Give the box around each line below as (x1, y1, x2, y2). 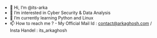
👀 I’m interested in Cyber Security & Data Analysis (9, 10, 111, 16)
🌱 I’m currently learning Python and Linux (9, 15, 94, 20)
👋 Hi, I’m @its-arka (9, 5, 48, 10)
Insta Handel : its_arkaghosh (9, 27, 67, 33)
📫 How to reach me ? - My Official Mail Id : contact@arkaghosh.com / (9, 20, 152, 26)
